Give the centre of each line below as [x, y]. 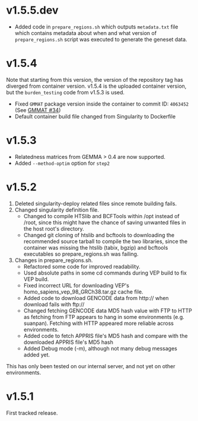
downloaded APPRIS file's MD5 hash [68, 342]
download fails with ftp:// [54, 304]
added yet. [37, 355]
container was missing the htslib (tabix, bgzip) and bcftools [96, 247]
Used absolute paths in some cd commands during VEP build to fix [105, 273]
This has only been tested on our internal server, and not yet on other [91, 366]
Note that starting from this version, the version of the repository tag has [95, 79]
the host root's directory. [54, 228]
